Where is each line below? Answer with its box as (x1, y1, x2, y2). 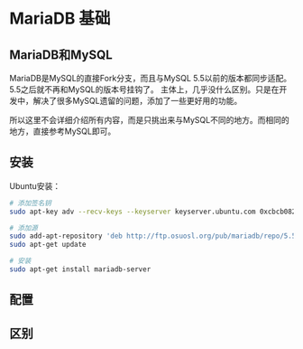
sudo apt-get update (9, 241, 87, 250)
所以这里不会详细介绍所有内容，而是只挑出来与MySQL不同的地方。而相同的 (9, 115, 290, 125)
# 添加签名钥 (9, 198, 51, 208)
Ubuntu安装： (9, 180, 61, 191)
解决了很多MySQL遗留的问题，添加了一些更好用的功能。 (32, 96, 243, 106)
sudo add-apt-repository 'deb (9, 231, 124, 241)
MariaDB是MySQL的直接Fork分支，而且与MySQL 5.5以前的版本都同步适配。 (9, 73, 292, 83)
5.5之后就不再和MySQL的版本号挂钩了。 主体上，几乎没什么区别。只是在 (9, 84, 280, 95)
